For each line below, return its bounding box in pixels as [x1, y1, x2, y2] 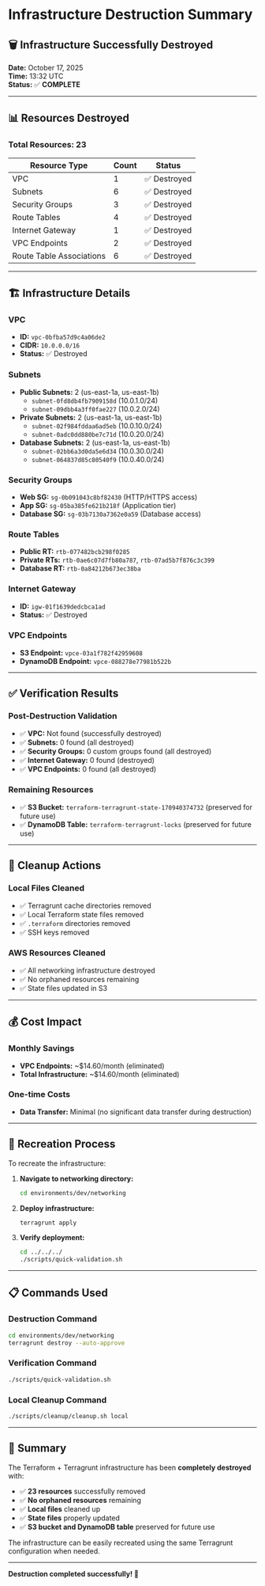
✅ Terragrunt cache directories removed [19, 901, 151, 910]
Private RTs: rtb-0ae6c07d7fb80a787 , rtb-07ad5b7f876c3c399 [19, 556, 215, 565]
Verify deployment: [19, 1233, 85, 1243]
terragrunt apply [19, 1219, 77, 1227]
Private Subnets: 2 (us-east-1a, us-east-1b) [19, 412, 162, 422]
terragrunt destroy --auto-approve [8, 1339, 125, 1347]
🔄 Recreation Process [8, 1137, 116, 1151]
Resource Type [30, 160, 88, 171]
